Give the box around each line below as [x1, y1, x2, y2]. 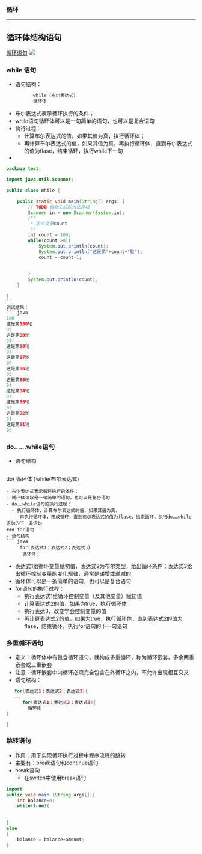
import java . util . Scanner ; [6, 177, 74, 183]
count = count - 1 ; [38, 254, 82, 260]
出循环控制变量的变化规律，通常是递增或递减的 [14, 570, 131, 577]
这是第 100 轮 [6, 321, 33, 327]
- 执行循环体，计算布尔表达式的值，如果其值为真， [11, 507, 120, 513]
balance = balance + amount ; [17, 837, 85, 843]
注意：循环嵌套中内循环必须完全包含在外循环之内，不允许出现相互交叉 [14, 669, 189, 676]
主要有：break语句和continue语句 [14, 759, 99, 766]
